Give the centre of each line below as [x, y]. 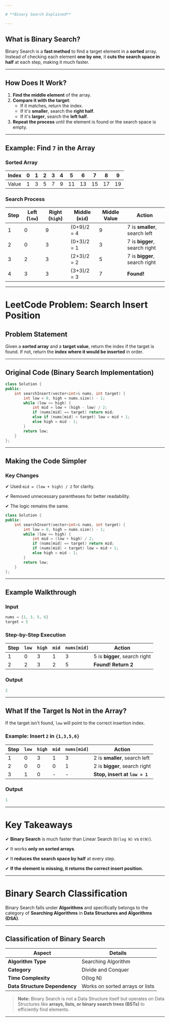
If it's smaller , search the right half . [57, 111]
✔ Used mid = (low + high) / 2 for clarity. [50, 487]
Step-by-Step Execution [35, 634]
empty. [20, 127]
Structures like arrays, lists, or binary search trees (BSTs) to [81, 1004]
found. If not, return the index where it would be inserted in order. [74, 352]
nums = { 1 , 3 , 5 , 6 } [27, 617]
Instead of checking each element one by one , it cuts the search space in [83, 57]
